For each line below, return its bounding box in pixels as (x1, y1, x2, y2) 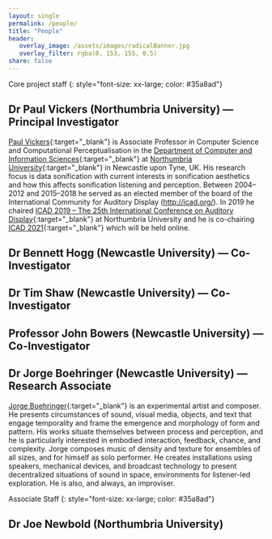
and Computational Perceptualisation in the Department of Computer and (8, 145, 253, 155)
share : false (8, 57, 53, 66)
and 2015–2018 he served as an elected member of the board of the (26, 188, 253, 198)
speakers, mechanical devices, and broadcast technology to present (8, 460, 237, 470)
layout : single (8, 11, 60, 20)
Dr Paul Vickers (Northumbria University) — (8, 103, 234, 117)
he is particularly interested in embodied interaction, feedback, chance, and (8, 435, 261, 445)
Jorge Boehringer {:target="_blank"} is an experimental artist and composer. (8, 401, 261, 410)
